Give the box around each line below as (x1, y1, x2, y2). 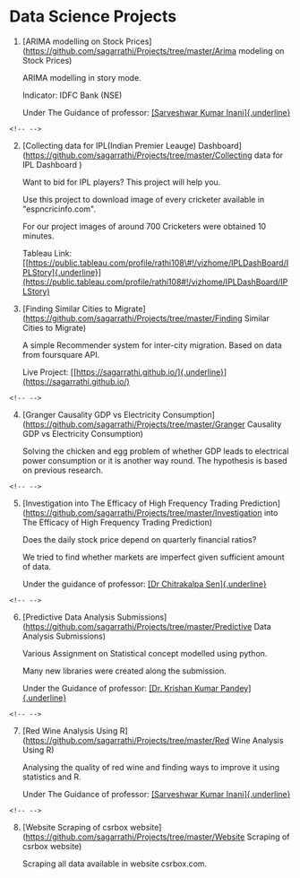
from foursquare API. (21, 349, 100, 360)
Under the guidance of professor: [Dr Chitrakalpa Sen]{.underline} (21, 578, 267, 589)
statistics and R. (21, 771, 82, 782)
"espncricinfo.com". (21, 204, 97, 214)
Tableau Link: (21, 248, 73, 258)
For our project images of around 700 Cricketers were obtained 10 (21, 221, 267, 231)
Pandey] (220, 682, 252, 693)
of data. (21, 561, 52, 571)
